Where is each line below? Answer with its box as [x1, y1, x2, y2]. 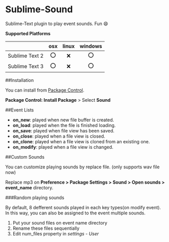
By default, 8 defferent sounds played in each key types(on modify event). [5, 204, 161, 210]
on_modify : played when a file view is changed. [12, 144, 114, 150]
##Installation [5, 77, 34, 83]
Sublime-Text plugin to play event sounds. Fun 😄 [5, 20, 108, 27]
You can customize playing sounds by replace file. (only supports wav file [5, 164, 160, 170]
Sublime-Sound [5, 4, 73, 15]
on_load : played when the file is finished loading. [12, 122, 116, 128]
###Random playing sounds [5, 194, 65, 201]
